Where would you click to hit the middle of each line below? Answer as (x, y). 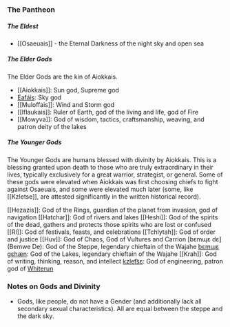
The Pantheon (31, 10)
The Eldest (23, 26)
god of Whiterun (30, 268)
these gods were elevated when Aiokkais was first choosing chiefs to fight (113, 181)
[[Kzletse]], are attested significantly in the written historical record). (104, 196)
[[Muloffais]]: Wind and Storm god (66, 104)
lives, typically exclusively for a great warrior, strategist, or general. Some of (115, 175)
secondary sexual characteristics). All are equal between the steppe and (120, 309)
